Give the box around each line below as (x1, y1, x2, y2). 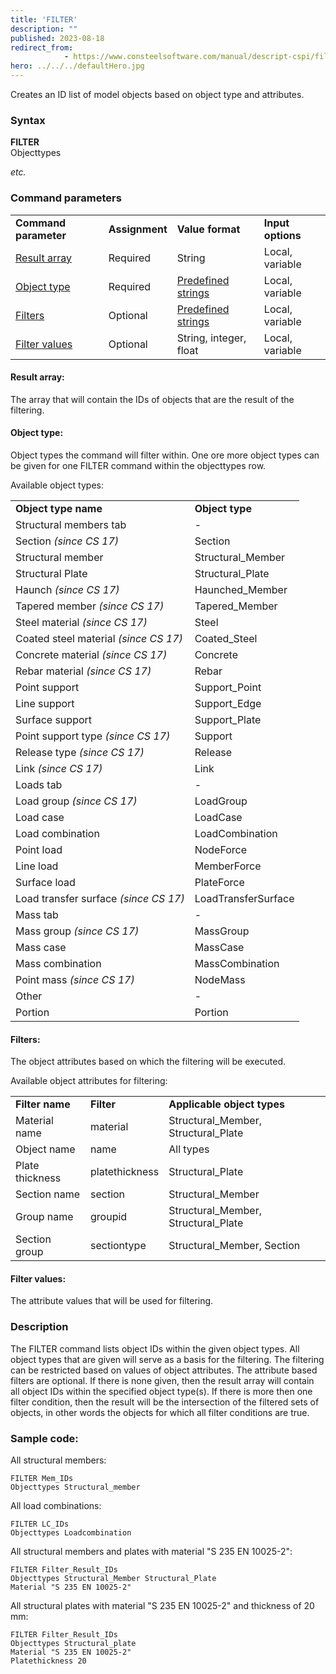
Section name (15, 1187, 80, 1201)
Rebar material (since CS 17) (15, 664, 152, 678)
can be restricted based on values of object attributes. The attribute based (10, 1364, 318, 1376)
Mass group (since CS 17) (15, 924, 140, 938)
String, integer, (176, 331, 247, 345)
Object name (15, 1142, 76, 1156)
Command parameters (10, 191, 122, 205)
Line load (15, 859, 59, 873)
